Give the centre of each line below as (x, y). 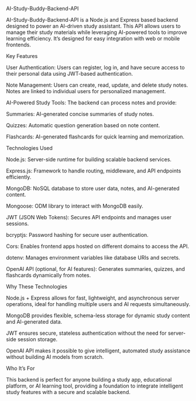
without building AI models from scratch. (55, 357)
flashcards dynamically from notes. (49, 275)
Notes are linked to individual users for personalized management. (86, 91)
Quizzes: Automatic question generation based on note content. (83, 125)
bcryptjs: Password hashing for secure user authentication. (78, 235)
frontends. (18, 45)
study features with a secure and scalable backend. (68, 392)
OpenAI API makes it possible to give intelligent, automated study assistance (98, 351)
